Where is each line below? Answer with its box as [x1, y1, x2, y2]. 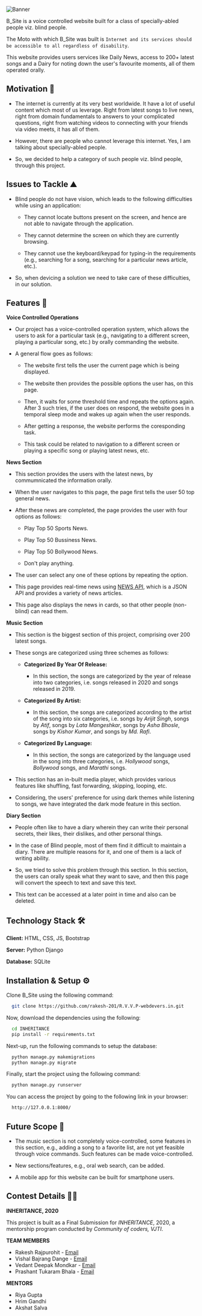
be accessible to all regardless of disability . [6, 42, 129, 49]
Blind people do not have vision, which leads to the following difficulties [14, 195, 192, 202]
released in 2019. [32, 685, 76, 693]
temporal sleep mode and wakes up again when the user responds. [23, 411, 191, 418]
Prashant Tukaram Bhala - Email [14, 1268, 94, 1275]
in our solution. [14, 281, 52, 288]
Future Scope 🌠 [6, 1121, 65, 1131]
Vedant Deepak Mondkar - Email [14, 1261, 96, 1268]
